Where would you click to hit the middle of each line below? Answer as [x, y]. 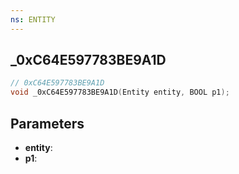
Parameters [47, 123]
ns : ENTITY [33, 19]
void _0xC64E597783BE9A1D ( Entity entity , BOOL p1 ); [120, 92]
